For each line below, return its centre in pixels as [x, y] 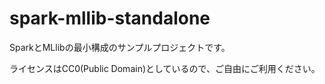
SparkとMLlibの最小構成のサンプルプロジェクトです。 [120, 47]
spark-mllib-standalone [110, 18]
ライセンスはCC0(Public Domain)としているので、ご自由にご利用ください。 [165, 68]
